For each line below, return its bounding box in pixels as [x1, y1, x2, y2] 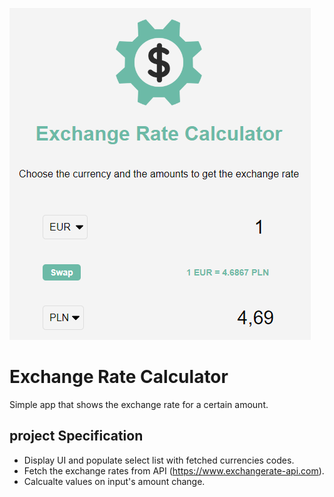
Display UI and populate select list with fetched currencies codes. [23, 454, 295, 466]
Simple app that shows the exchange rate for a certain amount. [9, 398, 269, 410]
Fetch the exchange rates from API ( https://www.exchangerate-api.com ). [23, 464, 325, 477]
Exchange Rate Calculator [9, 366, 229, 388]
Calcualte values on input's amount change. [23, 475, 206, 487]
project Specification [9, 428, 144, 445]
